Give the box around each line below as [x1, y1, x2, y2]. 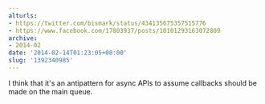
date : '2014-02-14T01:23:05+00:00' [8, 49, 128, 57]
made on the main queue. [8, 86, 93, 96]
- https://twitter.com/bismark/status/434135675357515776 [8, 19, 206, 27]
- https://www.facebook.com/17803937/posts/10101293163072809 [8, 26, 221, 34]
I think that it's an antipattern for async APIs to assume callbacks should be [8, 78, 257, 88]
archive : [8, 34, 38, 42]
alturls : [8, 11, 38, 20]
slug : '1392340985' [8, 57, 74, 65]
